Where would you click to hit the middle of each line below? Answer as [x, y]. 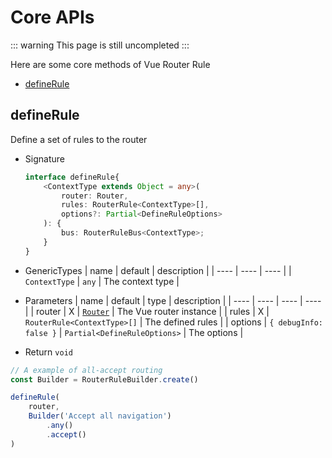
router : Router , [95, 196]
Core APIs [52, 17]
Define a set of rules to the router [79, 139]
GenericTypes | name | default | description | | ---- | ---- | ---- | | [158, 270]
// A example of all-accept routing [86, 370]
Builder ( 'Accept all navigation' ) [100, 416]
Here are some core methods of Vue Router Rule [110, 64]
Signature [44, 158]
